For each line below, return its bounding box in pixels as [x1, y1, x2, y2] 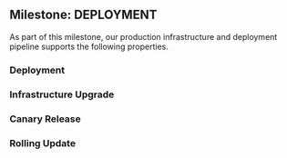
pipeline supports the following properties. [9, 41, 169, 52]
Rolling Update [9, 136, 76, 149]
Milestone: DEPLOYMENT [9, 7, 158, 23]
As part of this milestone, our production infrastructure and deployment [9, 31, 278, 42]
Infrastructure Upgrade [9, 88, 115, 101]
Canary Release [9, 113, 81, 125]
